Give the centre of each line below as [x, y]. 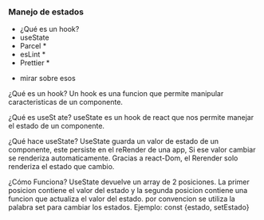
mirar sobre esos [47, 79]
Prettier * [35, 63]
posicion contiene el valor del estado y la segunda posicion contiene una [128, 191]
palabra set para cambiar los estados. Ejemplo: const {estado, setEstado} [129, 207]
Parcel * [33, 46]
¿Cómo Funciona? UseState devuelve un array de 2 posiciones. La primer [129, 182]
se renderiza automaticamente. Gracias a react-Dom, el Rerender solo [123, 158]
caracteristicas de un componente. [66, 102]
